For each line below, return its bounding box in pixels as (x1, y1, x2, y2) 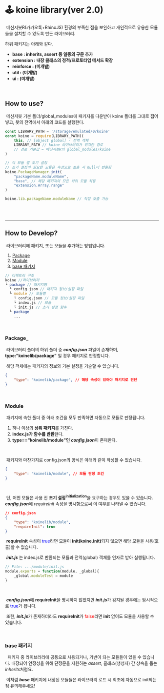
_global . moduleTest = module (14, 574, 73, 578)
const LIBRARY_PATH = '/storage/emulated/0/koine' (5, 129, 110, 134)
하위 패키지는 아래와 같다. (5, 40, 54, 47)
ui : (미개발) (12, 76, 35, 81)
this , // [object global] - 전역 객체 (14, 138, 89, 143)
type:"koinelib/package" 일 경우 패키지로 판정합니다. (5, 353, 110, 358)
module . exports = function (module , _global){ (5, 569, 99, 574)
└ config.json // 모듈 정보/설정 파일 (14, 296, 84, 301)
